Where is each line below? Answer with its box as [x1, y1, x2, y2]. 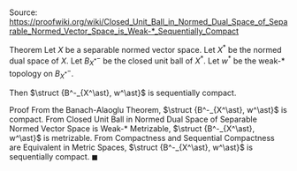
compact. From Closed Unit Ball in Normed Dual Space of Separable [9, 114, 258, 124]
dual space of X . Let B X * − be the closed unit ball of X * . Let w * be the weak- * [9, 54, 286, 68]
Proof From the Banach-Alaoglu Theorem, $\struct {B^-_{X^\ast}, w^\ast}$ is [9, 104, 287, 115]
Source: [9, 7, 38, 18]
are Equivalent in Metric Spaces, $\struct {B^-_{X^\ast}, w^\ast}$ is [9, 142, 254, 152]
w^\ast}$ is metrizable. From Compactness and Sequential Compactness [9, 132, 276, 143]
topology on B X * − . [9, 67, 74, 81]
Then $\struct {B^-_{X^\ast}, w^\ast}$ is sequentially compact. [9, 87, 237, 98]
